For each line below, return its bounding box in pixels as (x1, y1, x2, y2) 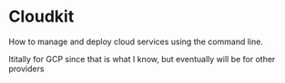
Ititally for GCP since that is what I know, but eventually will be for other (8, 53, 276, 64)
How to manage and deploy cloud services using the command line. (8, 36, 263, 47)
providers (8, 63, 45, 74)
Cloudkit (8, 6, 75, 27)
